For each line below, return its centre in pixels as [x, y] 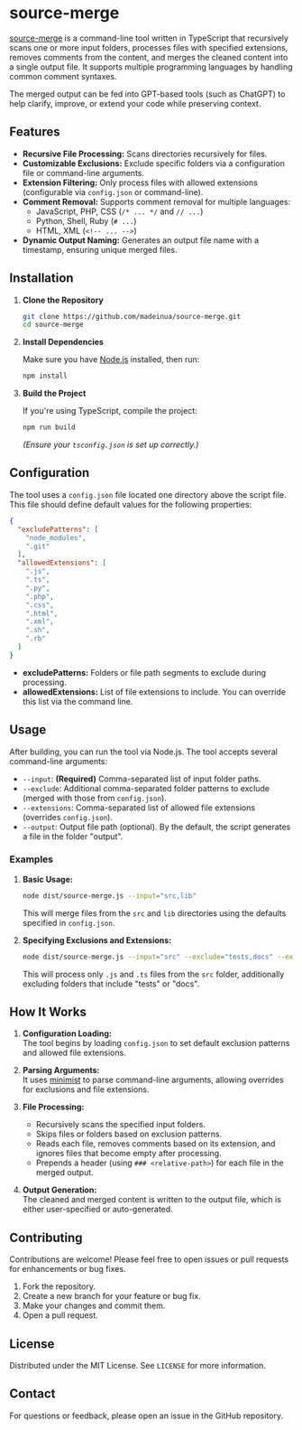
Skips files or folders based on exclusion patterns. [129, 1134]
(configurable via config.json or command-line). [113, 192]
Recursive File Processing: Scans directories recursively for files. [145, 154]
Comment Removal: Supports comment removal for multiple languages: [156, 201]
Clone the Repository [63, 300]
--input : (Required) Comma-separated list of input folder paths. [142, 779]
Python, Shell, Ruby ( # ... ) [86, 220]
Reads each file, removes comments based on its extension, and [156, 1144]
